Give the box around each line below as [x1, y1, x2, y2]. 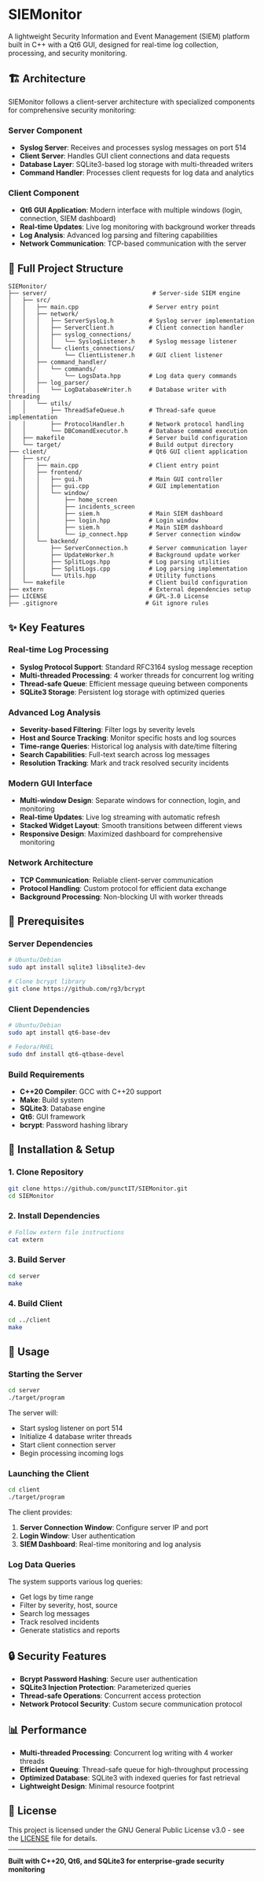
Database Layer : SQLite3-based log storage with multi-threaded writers [19, 160, 254, 169]
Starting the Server [8, 1368, 83, 1379]
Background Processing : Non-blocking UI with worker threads [19, 892, 224, 901]
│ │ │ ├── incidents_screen [8, 503, 135, 511]
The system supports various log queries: [8, 1577, 143, 1587]
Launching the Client [8, 1468, 90, 1479]
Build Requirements [8, 1069, 85, 1080]
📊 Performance [8, 1723, 87, 1736]
